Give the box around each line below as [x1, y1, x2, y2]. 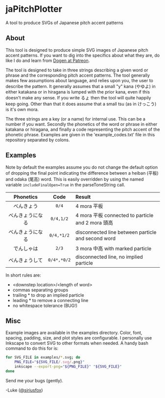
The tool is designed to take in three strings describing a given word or [5, 67, 148, 73]
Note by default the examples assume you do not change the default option [5, 164, 158, 170]
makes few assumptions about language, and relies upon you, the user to [5, 77, 154, 83]
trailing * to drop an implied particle [12, 292, 85, 298]
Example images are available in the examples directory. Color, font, [5, 330, 142, 336]
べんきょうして [8, 257, 43, 264]
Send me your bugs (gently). [5, 377, 63, 383]
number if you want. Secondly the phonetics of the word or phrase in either [5, 121, 158, 127]
